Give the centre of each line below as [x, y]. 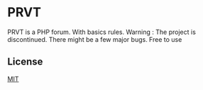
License [25, 62]
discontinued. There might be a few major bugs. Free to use [95, 39]
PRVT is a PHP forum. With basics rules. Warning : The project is [102, 32]
